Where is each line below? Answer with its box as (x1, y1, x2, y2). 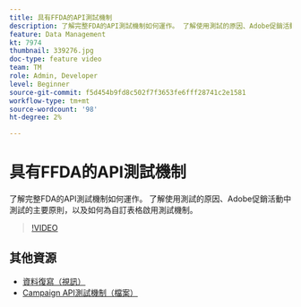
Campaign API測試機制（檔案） (21, 287, 139, 298)
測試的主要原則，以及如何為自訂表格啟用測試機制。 (9, 205, 198, 216)
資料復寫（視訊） (21, 276, 86, 286)
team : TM (9, 64, 42, 72)
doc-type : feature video (9, 55, 102, 64)
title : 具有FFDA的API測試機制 (9, 13, 113, 22)
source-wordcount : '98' (9, 105, 99, 114)
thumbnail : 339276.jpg (9, 47, 94, 55)
